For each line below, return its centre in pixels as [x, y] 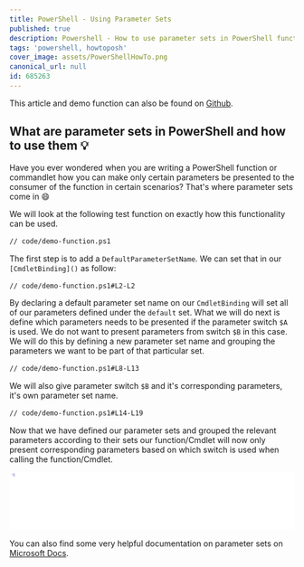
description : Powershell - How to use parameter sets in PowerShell [141, 38]
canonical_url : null [48, 67]
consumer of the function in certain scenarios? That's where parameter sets [152, 186]
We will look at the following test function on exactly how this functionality [147, 213]
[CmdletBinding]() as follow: [63, 268]
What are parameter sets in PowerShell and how [148, 132]
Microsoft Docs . [39, 553]
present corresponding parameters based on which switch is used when [144, 450]
